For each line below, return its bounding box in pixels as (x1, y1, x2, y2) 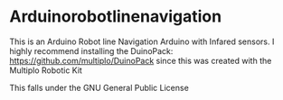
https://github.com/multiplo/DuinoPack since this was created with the (9, 55, 272, 66)
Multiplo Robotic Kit (9, 65, 83, 76)
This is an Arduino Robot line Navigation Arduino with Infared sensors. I (9, 36, 275, 47)
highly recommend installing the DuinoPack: (9, 45, 174, 56)
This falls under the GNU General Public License (9, 82, 190, 93)
